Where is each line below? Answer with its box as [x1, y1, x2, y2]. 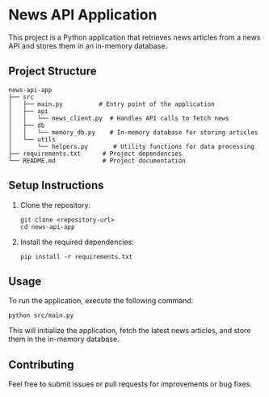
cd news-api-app [19, 222, 75, 231]
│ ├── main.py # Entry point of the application [8, 99, 216, 108]
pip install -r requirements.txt [19, 252, 133, 260]
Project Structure [8, 65, 97, 78]
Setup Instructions [8, 179, 104, 192]
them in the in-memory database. [8, 334, 120, 344]
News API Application [8, 6, 158, 24]
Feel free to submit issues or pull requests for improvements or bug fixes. [8, 379, 252, 389]
